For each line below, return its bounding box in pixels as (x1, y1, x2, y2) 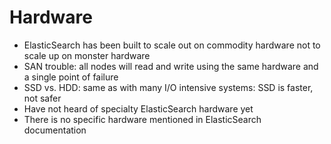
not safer (23, 92, 62, 104)
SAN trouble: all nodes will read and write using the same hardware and (23, 60, 319, 72)
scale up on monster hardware (23, 49, 151, 61)
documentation (23, 124, 87, 136)
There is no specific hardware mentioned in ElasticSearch (23, 113, 262, 125)
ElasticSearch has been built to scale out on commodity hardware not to (23, 39, 321, 51)
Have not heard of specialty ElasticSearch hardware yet (23, 102, 254, 115)
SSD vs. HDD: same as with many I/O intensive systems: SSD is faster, (23, 81, 314, 93)
